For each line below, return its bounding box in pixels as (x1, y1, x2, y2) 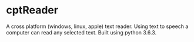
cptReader (6, 3, 59, 17)
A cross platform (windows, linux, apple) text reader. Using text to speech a (6, 23, 189, 30)
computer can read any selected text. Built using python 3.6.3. (6, 29, 157, 36)
